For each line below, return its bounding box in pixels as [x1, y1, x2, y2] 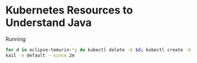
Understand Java [5, 16, 92, 29]
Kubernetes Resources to [5, 4, 133, 17]
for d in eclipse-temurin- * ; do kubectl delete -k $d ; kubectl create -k [5, 47, 192, 53]
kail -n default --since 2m [5, 52, 75, 58]
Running [5, 35, 26, 42]
